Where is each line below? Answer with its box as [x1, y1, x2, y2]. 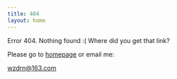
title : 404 [7, 10, 40, 18]
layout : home [7, 17, 46, 24]
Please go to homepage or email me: [7, 50, 115, 59]
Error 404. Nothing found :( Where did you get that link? [7, 36, 170, 44]
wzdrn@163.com [7, 63, 57, 72]
